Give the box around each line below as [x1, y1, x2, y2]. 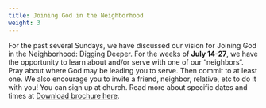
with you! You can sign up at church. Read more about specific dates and [8, 82, 248, 91]
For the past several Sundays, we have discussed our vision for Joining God [8, 40, 256, 50]
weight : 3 [8, 19, 41, 27]
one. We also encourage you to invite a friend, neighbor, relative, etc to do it [8, 74, 256, 84]
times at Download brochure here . [8, 91, 120, 100]
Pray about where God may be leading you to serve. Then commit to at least [8, 65, 258, 75]
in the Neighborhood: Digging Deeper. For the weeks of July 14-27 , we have [8, 49, 258, 58]
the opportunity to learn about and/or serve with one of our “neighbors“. [8, 57, 244, 67]
